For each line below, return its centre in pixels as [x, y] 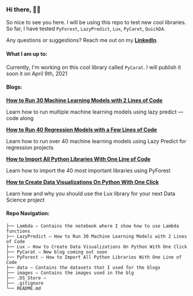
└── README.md [24, 288]
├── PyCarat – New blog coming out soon [57, 252]
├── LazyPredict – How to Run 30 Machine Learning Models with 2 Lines [96, 236]
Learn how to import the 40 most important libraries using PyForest [88, 170]
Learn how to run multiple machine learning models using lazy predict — [95, 112]
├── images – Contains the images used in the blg [70, 273]
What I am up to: [27, 53]
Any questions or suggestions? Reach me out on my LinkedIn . [82, 40]
